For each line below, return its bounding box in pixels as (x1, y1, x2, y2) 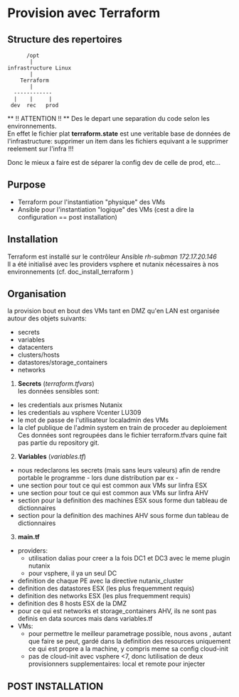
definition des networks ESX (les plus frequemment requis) (17, 592, 191, 600)
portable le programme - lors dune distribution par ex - (17, 474, 179, 482)
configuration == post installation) (17, 212, 117, 221)
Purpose (7, 179, 46, 191)
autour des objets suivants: (7, 314, 87, 323)
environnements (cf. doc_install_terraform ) (7, 267, 134, 276)
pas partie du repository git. (17, 438, 100, 447)
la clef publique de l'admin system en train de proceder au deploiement (17, 423, 228, 432)
